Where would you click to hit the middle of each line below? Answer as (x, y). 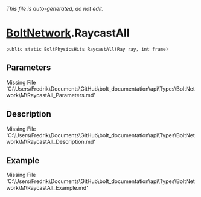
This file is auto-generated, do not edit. (55, 9)
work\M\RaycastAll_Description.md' (51, 141)
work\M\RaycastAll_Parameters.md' (51, 95)
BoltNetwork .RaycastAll (68, 33)
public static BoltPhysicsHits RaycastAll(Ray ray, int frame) (88, 49)
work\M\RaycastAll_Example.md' (47, 188)
